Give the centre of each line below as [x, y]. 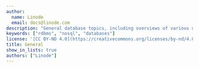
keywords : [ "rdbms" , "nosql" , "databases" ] [61, 34]
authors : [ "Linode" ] [32, 56]
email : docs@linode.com [41, 22]
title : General [25, 45]
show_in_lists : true [32, 50]
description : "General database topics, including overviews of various [98, 28]
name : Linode [28, 17]
